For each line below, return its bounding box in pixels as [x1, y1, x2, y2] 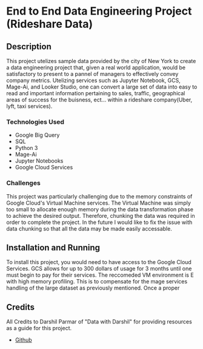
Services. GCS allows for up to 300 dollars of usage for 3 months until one [6, 265, 192, 273]
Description [6, 41, 52, 52]
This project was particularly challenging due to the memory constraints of [6, 192, 193, 200]
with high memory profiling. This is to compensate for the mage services [6, 278, 188, 285]
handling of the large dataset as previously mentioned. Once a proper [6, 284, 180, 292]
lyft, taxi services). [6, 103, 53, 110]
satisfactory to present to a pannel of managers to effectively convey [6, 70, 179, 77]
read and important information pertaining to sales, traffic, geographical [6, 90, 185, 97]
